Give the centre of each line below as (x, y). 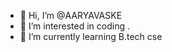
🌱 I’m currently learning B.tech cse (91, 36)
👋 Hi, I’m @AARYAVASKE (71, 15)
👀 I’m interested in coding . (74, 26)
